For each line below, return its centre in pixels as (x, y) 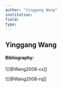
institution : (19, 15)
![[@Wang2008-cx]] (26, 69)
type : (11, 24)
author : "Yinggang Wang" (31, 10)
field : (12, 19)
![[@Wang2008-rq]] (26, 79)
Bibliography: (20, 58)
